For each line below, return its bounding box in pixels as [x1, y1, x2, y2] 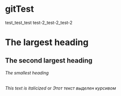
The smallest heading [5, 70, 49, 76]
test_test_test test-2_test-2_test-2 [5, 20, 73, 25]
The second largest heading [5, 56, 93, 65]
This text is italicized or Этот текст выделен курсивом [5, 85, 116, 91]
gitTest [5, 3, 34, 15]
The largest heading [5, 37, 89, 48]
